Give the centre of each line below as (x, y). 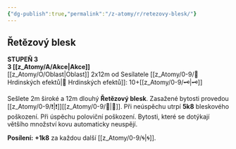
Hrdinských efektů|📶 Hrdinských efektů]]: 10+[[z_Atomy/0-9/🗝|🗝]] (105, 83)
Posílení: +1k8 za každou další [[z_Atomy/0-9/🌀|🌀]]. (82, 138)
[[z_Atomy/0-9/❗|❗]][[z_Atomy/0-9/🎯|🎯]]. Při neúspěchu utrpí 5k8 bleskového (118, 107)
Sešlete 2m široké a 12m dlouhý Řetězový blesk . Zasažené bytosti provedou (118, 99)
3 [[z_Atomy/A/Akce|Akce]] (49, 67)
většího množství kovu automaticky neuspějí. (73, 124)
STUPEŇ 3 (23, 59)
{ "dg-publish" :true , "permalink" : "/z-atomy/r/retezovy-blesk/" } (102, 14)
